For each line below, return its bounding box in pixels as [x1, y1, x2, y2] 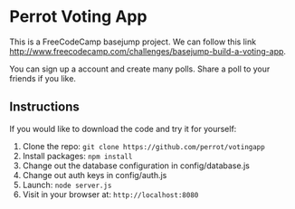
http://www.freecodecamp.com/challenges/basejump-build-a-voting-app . [9, 45, 287, 56]
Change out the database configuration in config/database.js [22, 160, 251, 171]
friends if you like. [9, 72, 77, 83]
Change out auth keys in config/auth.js [22, 169, 167, 180]
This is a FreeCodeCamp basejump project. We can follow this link [9, 36, 256, 47]
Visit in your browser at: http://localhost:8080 [22, 188, 199, 200]
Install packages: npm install [22, 150, 133, 161]
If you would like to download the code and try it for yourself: [9, 123, 237, 134]
